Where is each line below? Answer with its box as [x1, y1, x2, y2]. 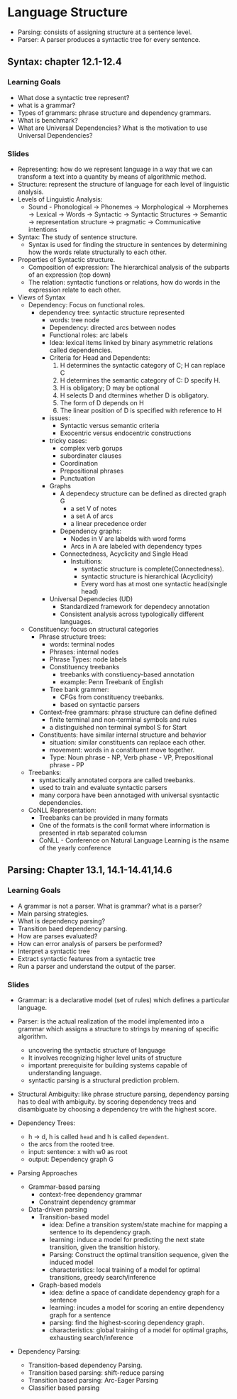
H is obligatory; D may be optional [60, 383, 160, 392]
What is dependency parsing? [17, 916, 105, 925]
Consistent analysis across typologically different [60, 610, 204, 618]
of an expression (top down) [28, 270, 111, 279]
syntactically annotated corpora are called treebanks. [38, 775, 195, 784]
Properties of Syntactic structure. [17, 255, 116, 263]
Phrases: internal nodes [49, 647, 119, 656]
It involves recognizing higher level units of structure [28, 1053, 182, 1062]
